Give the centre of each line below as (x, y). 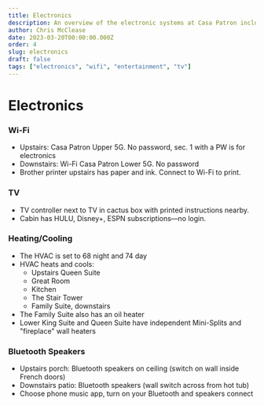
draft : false (29, 60)
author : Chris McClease (47, 30)
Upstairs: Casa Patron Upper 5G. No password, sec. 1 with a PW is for (132, 147)
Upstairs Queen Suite (66, 272)
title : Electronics (40, 15)
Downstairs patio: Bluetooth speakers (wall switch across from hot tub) (134, 386)
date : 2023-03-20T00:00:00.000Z (61, 37)
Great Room (51, 281)
